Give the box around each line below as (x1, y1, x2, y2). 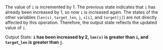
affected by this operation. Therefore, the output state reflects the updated (5, 19, 157, 25)
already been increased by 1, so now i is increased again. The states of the (5, 9, 158, 15)
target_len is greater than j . (5, 39, 64, 45)
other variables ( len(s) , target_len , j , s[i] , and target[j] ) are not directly (5, 15, 157, 20)
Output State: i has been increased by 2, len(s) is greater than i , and (5, 34, 149, 40)
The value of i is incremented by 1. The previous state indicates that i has (5, 4, 156, 10)
